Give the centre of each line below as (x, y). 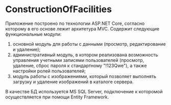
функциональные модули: (33, 34)
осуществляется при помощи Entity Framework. (57, 97)
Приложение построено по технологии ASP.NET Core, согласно (75, 23)
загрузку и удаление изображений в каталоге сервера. (73, 82)
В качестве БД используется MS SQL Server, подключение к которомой (84, 91)
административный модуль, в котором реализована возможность (85, 55)
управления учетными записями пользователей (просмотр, (78, 60)
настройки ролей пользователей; (49, 71)
